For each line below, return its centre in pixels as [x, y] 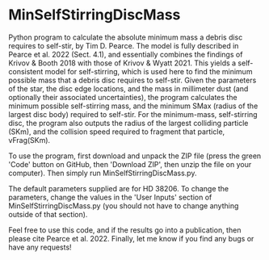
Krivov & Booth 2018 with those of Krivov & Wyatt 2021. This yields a [122, 63]
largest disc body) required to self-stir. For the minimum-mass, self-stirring [133, 114]
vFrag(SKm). [29, 140]
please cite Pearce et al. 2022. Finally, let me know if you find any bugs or [131, 238]
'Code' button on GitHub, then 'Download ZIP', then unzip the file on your [130, 164]
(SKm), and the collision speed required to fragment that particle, [117, 132]
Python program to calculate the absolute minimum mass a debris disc [126, 37]
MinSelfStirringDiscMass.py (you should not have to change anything [124, 205]
